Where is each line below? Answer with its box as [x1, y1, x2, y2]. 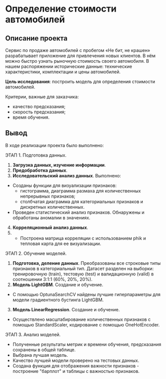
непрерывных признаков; [20, 193, 76, 199]
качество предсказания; [12, 104, 66, 109]
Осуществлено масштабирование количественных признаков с [12, 316, 151, 322]
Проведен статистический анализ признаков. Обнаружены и [12, 209, 145, 215]
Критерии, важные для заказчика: [5, 94, 79, 100]
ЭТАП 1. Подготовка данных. [5, 152, 67, 158]
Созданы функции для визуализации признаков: [12, 182, 117, 188]
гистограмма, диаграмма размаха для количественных [20, 187, 141, 194]
